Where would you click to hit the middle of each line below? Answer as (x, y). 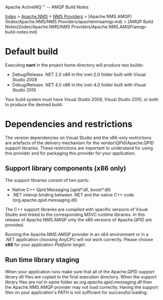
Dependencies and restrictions (69, 124)
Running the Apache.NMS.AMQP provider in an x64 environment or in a (77, 234)
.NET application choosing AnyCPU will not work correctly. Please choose (79, 239)
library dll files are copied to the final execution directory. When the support (81, 277)
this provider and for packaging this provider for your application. (71, 153)
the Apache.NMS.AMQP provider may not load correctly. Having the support (81, 287)
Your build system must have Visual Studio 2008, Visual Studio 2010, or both (82, 99)
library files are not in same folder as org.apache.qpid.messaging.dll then (79, 282)
